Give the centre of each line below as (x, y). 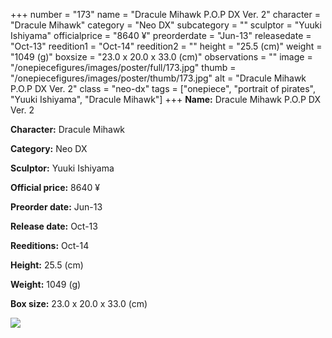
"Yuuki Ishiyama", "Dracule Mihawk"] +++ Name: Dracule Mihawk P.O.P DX (165, 99)
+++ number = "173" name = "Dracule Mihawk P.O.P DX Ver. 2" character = (165, 14)
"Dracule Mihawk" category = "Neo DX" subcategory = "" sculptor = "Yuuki (166, 25)
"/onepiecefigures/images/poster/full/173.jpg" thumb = (123, 67)
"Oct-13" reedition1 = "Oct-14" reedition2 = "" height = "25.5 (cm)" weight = (166, 46)
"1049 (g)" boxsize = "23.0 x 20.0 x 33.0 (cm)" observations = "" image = (161, 57)
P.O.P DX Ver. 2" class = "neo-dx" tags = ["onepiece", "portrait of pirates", (163, 88)
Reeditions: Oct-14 (50, 245)
